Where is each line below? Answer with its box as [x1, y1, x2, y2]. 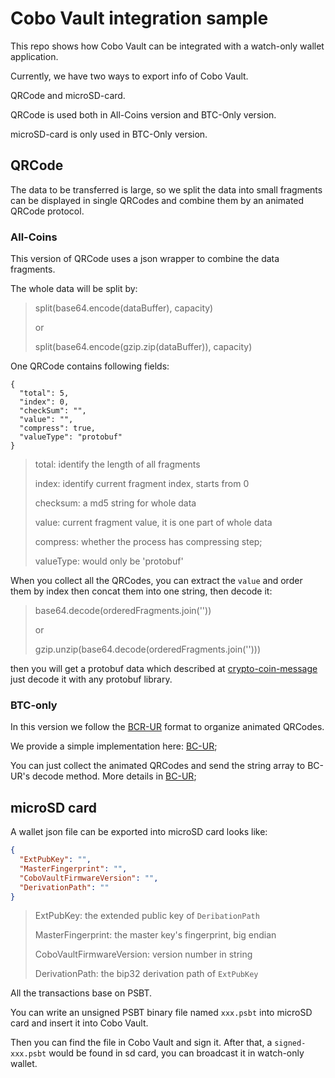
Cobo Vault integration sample [10, 7, 269, 30]
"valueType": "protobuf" [19, 432, 123, 442]
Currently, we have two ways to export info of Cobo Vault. [10, 70, 249, 82]
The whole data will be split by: [10, 283, 138, 295]
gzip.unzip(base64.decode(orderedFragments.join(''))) [34, 643, 262, 656]
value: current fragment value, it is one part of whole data [34, 517, 273, 529]
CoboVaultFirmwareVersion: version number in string [34, 948, 253, 961]
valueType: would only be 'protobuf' [34, 555, 184, 567]
